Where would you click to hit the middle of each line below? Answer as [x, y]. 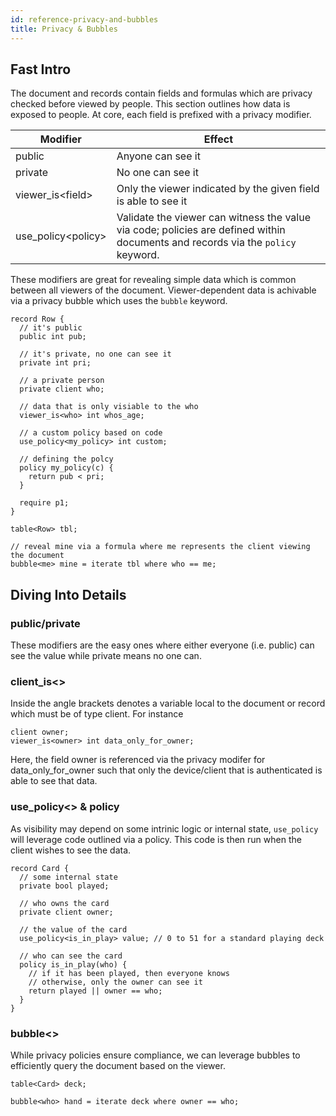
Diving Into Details [68, 594]
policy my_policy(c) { [66, 468]
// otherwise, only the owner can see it [115, 982]
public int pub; [53, 337]
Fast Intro [41, 69]
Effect [218, 139]
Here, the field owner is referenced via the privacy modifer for [138, 760]
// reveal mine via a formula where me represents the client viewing [160, 547]
